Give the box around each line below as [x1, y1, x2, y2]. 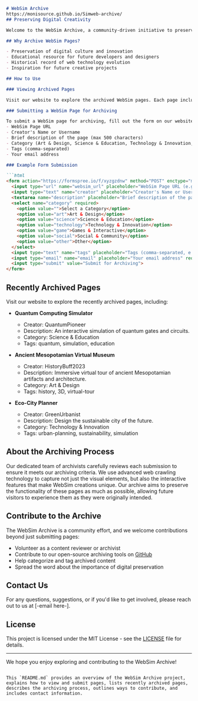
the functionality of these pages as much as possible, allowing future [6, 488, 174, 495]
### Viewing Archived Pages [6, 86, 75, 92]
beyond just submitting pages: [6, 533, 80, 540]
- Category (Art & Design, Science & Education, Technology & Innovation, [6, 140, 194, 146]
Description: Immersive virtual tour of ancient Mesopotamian [23, 369, 171, 376]
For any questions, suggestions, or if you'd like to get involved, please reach [6, 596, 192, 603]
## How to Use [6, 76, 41, 82]
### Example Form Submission [6, 162, 78, 168]
